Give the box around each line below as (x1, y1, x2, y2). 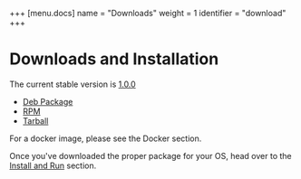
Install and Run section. (9, 160, 97, 171)
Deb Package (22, 96, 73, 107)
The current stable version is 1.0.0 (9, 79, 136, 89)
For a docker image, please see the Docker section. (9, 133, 202, 144)
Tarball (22, 115, 49, 126)
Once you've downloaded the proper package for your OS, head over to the (9, 150, 292, 161)
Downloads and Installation (9, 49, 219, 70)
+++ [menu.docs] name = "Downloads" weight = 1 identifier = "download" (9, 8, 286, 18)
